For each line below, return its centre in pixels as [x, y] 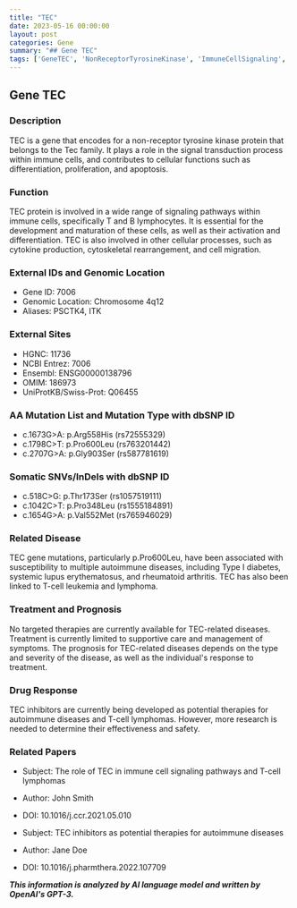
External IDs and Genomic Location [87, 272]
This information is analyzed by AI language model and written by [135, 885]
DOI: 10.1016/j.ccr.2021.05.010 [77, 816]
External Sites [40, 335]
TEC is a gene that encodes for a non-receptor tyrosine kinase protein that [147, 140]
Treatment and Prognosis [66, 609]
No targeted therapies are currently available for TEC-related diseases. [140, 629]
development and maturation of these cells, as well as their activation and [145, 230]
